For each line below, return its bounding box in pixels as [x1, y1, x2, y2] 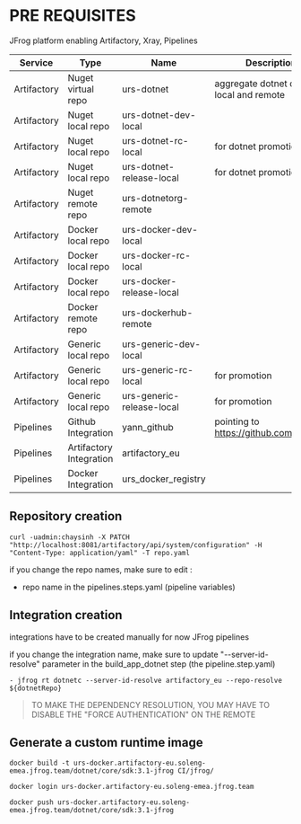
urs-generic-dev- [122, 338, 202, 350]
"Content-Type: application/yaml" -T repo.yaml [9, 548, 191, 557]
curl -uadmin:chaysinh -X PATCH [9, 532, 130, 542]
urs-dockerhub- [122, 306, 193, 319]
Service [19, 56, 54, 68]
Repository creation [9, 509, 123, 524]
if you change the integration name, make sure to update [9, 649, 219, 660]
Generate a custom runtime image [9, 734, 203, 750]
